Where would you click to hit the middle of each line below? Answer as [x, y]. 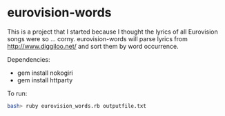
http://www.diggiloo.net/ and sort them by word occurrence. [93, 46]
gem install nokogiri [45, 73]
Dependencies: [29, 59]
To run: [17, 93]
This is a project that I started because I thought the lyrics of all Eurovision [113, 32]
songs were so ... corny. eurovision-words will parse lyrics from [97, 38]
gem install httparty [45, 80]
